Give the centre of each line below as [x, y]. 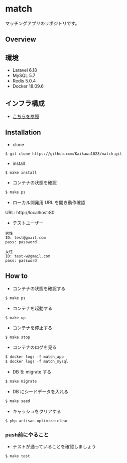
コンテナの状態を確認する [39, 289]
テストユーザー [28, 223]
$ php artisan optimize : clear [37, 421]
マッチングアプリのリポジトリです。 [42, 23]
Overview [21, 39]
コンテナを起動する [32, 308]
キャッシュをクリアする [37, 411]
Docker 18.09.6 [28, 86]
